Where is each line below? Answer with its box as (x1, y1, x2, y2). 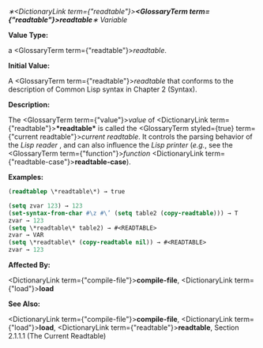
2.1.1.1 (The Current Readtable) (8, 331, 107, 340)
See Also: (8, 299, 41, 309)
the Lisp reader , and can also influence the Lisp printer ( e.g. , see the (8, 140, 233, 149)
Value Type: (8, 31, 49, 39)
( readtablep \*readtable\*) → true (8, 188, 126, 196)
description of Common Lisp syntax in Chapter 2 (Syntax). (8, 84, 197, 94)
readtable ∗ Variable (59, 15, 128, 24)
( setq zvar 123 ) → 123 (8, 201, 83, 210)
